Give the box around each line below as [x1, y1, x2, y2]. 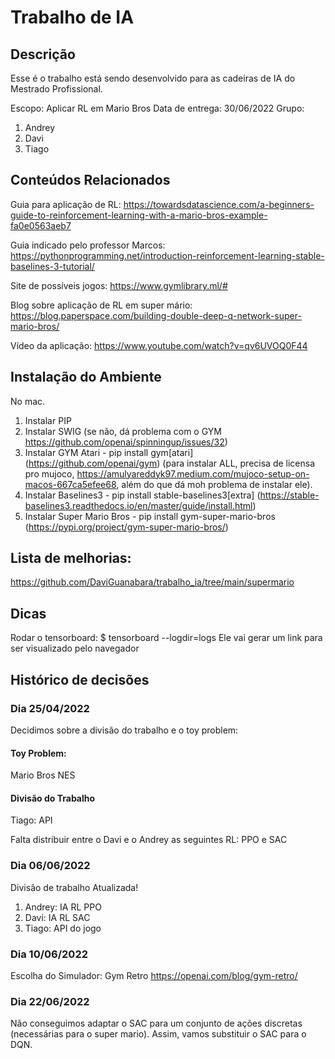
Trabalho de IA [10, 6, 135, 29]
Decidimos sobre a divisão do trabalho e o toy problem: [10, 724, 239, 736]
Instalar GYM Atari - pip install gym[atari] [24, 446, 194, 458]
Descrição [10, 46, 76, 63]
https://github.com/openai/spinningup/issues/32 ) [24, 436, 228, 448]
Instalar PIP [24, 414, 72, 426]
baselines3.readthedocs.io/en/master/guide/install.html [24, 499, 253, 511]
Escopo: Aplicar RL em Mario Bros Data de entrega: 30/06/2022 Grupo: [10, 102, 305, 114]
